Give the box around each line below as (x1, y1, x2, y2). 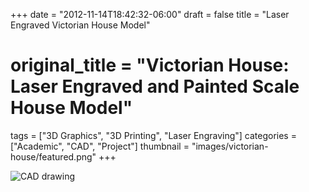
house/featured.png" (10, 150, 97, 163)
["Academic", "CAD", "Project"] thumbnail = (10, 140, 190, 152)
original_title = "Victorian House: (10, 54, 290, 77)
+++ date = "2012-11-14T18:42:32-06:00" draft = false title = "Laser (10, 9, 290, 20)
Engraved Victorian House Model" (10, 19, 151, 31)
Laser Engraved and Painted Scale (10, 75, 300, 98)
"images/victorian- (191, 140, 269, 152)
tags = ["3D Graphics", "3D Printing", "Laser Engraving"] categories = (10, 129, 297, 141)
